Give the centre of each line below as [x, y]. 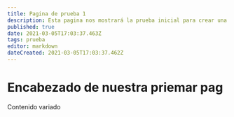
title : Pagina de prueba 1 [47, 14]
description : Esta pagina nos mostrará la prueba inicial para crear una [117, 20]
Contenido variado [34, 106]
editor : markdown [33, 46]
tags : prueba [26, 40]
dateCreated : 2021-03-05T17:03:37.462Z [66, 53]
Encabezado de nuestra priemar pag [115, 88]
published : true [31, 27]
